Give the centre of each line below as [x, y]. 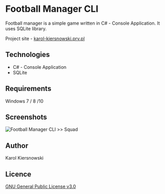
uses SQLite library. [26, 28]
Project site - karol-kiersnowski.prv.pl [45, 38]
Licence [19, 174]
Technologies [28, 55]
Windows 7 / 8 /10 [24, 101]
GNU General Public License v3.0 [41, 186]
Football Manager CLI [52, 9]
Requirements [28, 89]
